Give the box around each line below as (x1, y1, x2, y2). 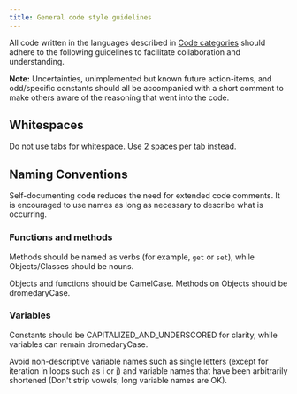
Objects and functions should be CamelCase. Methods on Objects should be (9, 278, 288, 289)
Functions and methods (9, 231, 113, 243)
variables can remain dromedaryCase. (9, 338, 148, 350)
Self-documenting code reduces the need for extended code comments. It (9, 190, 281, 201)
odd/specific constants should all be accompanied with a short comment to (9, 82, 285, 93)
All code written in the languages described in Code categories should (9, 37, 266, 48)
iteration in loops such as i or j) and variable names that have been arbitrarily (9, 365, 288, 376)
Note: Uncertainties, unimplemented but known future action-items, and (9, 73, 272, 84)
